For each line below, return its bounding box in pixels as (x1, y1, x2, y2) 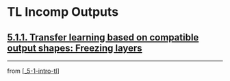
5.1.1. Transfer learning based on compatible (7, 32, 199, 43)
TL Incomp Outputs (7, 4, 118, 20)
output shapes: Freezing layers (7, 42, 142, 54)
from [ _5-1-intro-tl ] (7, 67, 60, 75)
